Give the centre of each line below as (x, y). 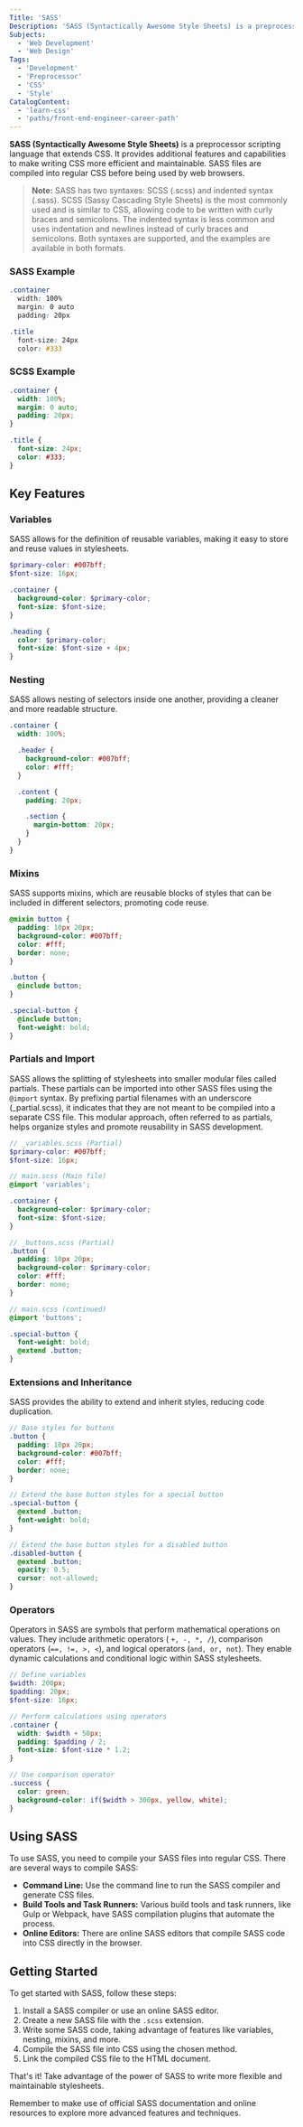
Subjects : (28, 34)
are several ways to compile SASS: (74, 1868)
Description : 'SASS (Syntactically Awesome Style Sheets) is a (131, 26)
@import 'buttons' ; (46, 1317)
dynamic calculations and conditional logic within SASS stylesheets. (136, 1658)
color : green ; (44, 1791)
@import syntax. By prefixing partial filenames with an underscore (131, 1098)
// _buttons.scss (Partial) (62, 1242)
